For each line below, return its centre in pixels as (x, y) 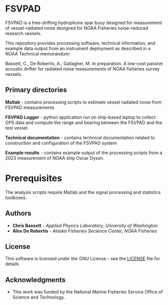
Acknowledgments (36, 280)
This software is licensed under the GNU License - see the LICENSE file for (83, 259)
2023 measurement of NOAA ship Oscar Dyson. (55, 158)
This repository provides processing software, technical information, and (80, 43)
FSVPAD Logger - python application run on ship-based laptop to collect (80, 117)
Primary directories (36, 90)
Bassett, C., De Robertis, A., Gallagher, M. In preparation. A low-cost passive (84, 63)
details (12, 264)
